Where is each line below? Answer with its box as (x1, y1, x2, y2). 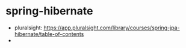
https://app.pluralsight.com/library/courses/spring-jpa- (43, 24, 180, 31)
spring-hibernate (5, 4, 93, 18)
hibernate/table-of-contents (14, 30, 84, 37)
